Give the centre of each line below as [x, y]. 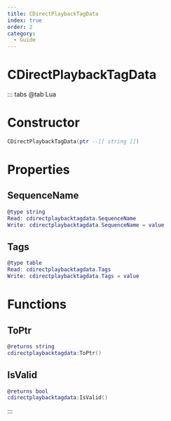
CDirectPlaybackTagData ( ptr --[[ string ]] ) [73, 142]
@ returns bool [28, 391]
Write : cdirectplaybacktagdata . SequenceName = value [86, 225]
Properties [39, 170]
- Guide [25, 40]
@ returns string [31, 346]
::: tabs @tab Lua [32, 94]
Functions [37, 304]
